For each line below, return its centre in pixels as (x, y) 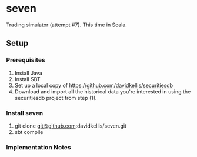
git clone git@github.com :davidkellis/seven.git (71, 126)
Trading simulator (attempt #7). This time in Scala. (67, 25)
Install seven (25, 113)
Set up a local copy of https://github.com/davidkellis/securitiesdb (94, 85)
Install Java (28, 73)
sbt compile (29, 132)
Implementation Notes (39, 147)
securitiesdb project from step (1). (56, 98)
